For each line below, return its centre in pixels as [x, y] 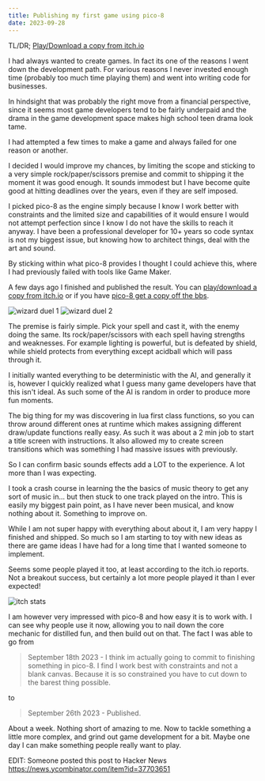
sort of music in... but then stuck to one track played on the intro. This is [125, 496]
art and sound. [32, 248]
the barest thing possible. [69, 682]
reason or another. [38, 150]
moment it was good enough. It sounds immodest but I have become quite [129, 182]
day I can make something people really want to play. [95, 745]
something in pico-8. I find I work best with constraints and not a [133, 666]
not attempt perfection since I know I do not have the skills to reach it [121, 223]
